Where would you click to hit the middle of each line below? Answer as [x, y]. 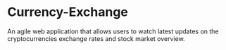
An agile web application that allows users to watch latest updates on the [113, 31]
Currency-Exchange [68, 12]
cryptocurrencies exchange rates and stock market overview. [96, 38]
